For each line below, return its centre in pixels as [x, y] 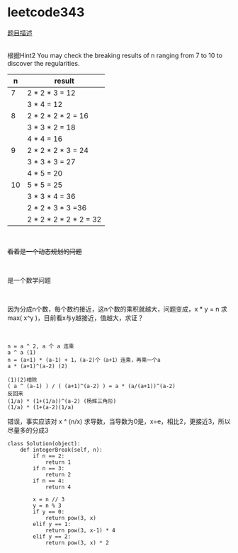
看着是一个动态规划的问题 [45, 251]
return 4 [58, 487]
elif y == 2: [52, 536]
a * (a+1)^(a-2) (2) [38, 366]
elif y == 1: [52, 524]
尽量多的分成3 [28, 430]
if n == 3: [49, 468]
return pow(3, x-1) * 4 [80, 530]
